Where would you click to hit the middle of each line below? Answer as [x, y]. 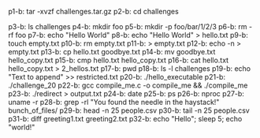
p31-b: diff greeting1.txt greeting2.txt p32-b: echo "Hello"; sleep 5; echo [125, 119]
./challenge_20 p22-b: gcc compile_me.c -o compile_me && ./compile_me [128, 85]
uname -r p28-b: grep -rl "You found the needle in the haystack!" [114, 102]
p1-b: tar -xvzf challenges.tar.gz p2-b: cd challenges [93, 11]
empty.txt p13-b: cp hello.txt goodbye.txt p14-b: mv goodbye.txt [112, 52]
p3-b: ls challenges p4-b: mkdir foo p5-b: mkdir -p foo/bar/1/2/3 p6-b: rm [128, 26]
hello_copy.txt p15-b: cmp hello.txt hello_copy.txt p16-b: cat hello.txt [119, 60]
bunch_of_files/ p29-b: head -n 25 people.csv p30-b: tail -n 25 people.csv [129, 110]
